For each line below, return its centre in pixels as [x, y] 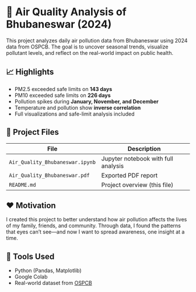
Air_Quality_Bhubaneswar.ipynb [52, 162]
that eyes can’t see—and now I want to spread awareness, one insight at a [95, 232]
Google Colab [31, 277]
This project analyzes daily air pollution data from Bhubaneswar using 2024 [97, 40]
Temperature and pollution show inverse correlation [78, 107]
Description [144, 148]
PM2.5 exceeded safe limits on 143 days [63, 89]
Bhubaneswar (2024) [59, 24]
